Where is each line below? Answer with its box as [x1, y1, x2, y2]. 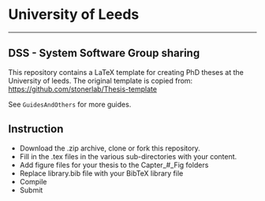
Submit [19, 185, 43, 195]
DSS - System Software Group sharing [8, 47, 200, 60]
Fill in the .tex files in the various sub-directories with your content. [19, 151, 237, 161]
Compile [19, 177, 47, 186]
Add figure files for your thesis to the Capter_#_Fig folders [19, 160, 209, 169]
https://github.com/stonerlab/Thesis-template [8, 84, 158, 94]
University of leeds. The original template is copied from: [8, 76, 193, 85]
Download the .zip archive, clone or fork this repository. [19, 143, 201, 153]
